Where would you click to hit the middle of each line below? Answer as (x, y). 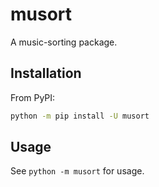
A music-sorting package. (64, 42)
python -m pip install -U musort (80, 116)
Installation (46, 73)
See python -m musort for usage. (77, 171)
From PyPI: (33, 97)
